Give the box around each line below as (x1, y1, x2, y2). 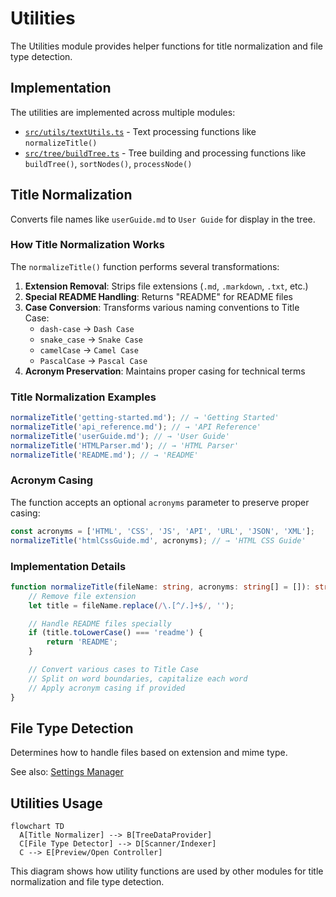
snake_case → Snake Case (39, 333, 144, 345)
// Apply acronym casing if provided (28, 683, 186, 693)
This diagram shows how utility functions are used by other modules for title (10, 865, 324, 877)
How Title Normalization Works (10, 238, 165, 252)
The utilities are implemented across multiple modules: (10, 106, 236, 118)
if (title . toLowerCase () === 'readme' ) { (28, 628, 203, 638)
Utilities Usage (10, 795, 103, 812)
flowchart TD (10, 822, 65, 832)
